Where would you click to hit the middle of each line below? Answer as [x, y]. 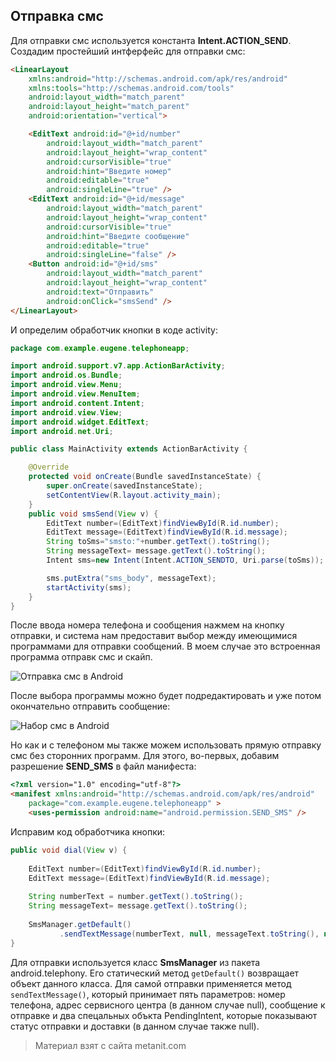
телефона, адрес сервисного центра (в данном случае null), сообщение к [168, 1005]
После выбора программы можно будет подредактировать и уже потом [166, 696]
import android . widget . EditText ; [80, 422]
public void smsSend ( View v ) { [93, 514]
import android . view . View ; [66, 412]
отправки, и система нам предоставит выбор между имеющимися [154, 636]
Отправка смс [57, 16]
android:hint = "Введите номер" [109, 171]
